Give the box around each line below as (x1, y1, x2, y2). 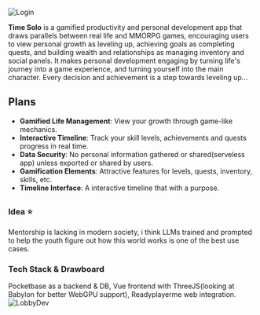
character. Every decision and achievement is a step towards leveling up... (8, 73, 248, 82)
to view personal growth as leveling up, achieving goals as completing (8, 39, 236, 49)
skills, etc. (19, 174, 53, 184)
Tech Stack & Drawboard (8, 263, 104, 274)
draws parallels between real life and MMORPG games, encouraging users (8, 31, 249, 40)
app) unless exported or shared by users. (19, 158, 154, 167)
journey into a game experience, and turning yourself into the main (8, 64, 224, 74)
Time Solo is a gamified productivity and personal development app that (8, 23, 243, 31)
